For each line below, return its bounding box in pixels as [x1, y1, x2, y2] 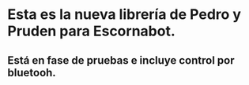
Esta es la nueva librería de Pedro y [7, 6, 242, 24]
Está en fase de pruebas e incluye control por [7, 54, 235, 67]
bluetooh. [7, 65, 56, 79]
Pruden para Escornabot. [7, 22, 175, 40]
